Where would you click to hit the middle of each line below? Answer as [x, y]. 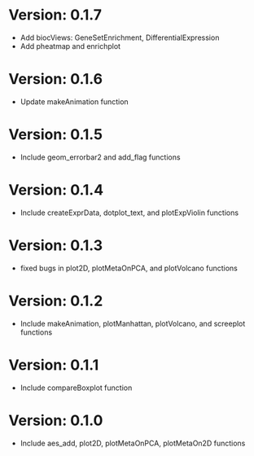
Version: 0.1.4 [56, 190]
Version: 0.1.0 [56, 420]
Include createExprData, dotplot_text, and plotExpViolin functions [129, 213]
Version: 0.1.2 [56, 301]
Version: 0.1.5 [56, 135]
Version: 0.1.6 [56, 79]
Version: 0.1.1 [54, 365]
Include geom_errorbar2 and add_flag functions [100, 157]
